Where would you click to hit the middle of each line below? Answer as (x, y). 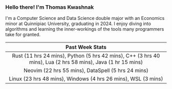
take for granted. (23, 35)
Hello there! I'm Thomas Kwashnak (50, 7)
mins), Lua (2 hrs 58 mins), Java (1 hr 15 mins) (86, 62)
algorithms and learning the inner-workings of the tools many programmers (85, 29)
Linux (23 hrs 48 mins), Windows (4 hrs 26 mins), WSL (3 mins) (86, 79)
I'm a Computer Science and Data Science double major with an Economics (85, 18)
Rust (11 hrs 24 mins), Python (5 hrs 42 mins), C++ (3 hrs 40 (86, 56)
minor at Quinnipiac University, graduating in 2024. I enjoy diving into (78, 24)
